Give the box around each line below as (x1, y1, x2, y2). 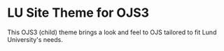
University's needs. (7, 35, 63, 43)
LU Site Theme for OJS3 (7, 5, 149, 21)
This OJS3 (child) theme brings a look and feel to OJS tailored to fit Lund (7, 28, 217, 36)
